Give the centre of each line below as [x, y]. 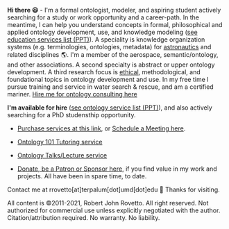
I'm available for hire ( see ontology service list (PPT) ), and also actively [110, 108]
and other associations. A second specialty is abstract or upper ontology [111, 65]
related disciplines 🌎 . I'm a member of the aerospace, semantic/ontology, [113, 54]
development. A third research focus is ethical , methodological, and [104, 72]
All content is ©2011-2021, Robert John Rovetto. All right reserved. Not [108, 203]
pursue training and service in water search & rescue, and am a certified [110, 87]
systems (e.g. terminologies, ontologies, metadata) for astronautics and [109, 47]
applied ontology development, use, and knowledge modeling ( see [102, 32]
